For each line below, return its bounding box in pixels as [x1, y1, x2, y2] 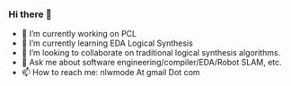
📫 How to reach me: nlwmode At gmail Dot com [21, 67, 200, 78]
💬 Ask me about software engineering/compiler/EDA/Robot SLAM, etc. [21, 57, 282, 68]
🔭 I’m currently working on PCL [21, 29, 137, 39]
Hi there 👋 [8, 8, 53, 21]
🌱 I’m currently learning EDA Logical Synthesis [21, 38, 194, 48]
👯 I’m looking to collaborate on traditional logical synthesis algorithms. [21, 47, 281, 58]
